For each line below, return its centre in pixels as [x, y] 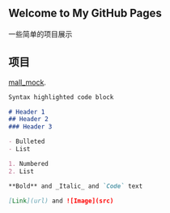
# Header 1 [27, 112]
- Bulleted [27, 141]
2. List [21, 171]
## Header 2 [28, 120]
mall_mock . [28, 82]
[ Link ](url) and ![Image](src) [61, 201]
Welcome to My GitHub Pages [85, 13]
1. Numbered [28, 163]
